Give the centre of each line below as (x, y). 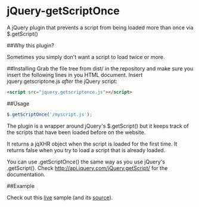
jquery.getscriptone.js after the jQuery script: (62, 81)
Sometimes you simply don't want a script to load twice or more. (86, 57)
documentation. (26, 174)
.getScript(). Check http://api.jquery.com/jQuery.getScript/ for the (87, 168)
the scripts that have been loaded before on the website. (76, 132)
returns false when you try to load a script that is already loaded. (86, 150)
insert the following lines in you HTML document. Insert (75, 75)
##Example (21, 186)
